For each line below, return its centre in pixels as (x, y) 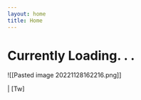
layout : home (27, 14)
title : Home (25, 21)
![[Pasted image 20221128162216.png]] (64, 75)
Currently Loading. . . (71, 56)
